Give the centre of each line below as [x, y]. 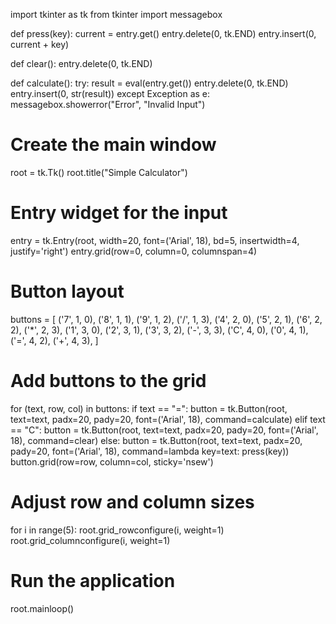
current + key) [40, 44]
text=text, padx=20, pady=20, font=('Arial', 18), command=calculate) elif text [168, 419]
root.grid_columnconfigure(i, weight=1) [90, 540]
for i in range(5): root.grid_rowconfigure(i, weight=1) [117, 530]
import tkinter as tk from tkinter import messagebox [116, 14]
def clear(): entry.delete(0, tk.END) [81, 63]
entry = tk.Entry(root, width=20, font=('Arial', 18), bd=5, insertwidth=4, [155, 240]
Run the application [93, 580]
